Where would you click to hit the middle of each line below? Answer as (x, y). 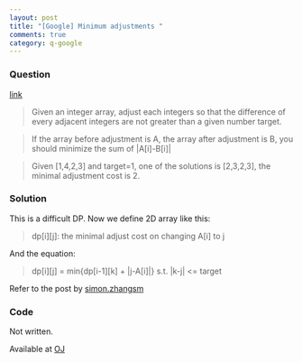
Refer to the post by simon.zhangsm (77, 288)
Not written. (32, 331)
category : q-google (46, 43)
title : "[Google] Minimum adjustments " (87, 26)
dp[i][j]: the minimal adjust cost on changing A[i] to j (128, 236)
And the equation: (42, 253)
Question (30, 75)
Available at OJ (37, 349)
